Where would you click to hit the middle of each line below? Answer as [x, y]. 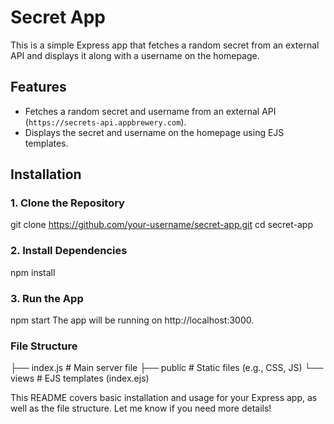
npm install [33, 272]
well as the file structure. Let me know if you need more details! [141, 408]
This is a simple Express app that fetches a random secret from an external [165, 45]
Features [38, 87]
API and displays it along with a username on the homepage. [135, 55]
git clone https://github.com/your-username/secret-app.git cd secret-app [161, 225]
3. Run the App [47, 298]
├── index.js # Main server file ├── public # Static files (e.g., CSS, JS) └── [167, 368]
